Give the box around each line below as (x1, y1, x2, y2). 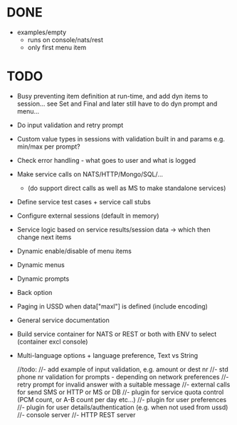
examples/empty (16, 28, 67, 36)
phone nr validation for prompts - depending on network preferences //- (16, 372, 229, 381)
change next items (16, 233, 72, 241)
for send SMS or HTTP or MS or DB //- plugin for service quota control (16, 387, 224, 396)
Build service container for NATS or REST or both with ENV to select (16, 329, 217, 338)
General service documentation (16, 316, 110, 324)
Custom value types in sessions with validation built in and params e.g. (16, 134, 226, 143)
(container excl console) (16, 337, 88, 346)
